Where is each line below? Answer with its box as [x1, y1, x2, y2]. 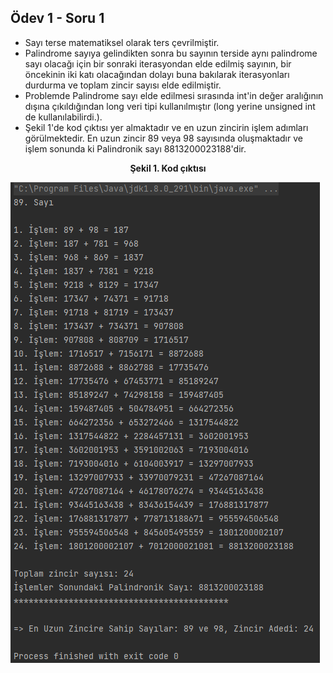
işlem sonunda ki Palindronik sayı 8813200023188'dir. [24, 142, 247, 155]
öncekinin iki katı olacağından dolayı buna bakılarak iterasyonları [24, 68, 290, 80]
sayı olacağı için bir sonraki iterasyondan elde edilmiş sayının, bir [24, 57, 292, 70]
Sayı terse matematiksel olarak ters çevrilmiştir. [24, 36, 220, 48]
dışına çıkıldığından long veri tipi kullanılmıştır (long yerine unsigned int [24, 100, 316, 112]
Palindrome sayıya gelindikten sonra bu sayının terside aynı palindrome [24, 47, 318, 59]
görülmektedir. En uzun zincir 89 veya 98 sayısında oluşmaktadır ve [24, 132, 303, 144]
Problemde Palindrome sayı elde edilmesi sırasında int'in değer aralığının [24, 89, 324, 101]
